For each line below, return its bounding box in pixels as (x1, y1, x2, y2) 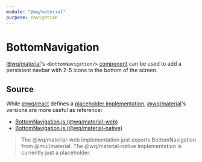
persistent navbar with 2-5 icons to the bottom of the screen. (6, 67, 158, 74)
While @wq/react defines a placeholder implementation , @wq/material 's (6, 100, 186, 107)
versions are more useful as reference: (6, 107, 103, 114)
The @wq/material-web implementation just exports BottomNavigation (21, 136, 197, 143)
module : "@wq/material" (6, 8, 66, 15)
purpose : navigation (6, 14, 58, 20)
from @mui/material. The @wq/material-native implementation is (21, 143, 182, 150)
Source (6, 84, 34, 94)
